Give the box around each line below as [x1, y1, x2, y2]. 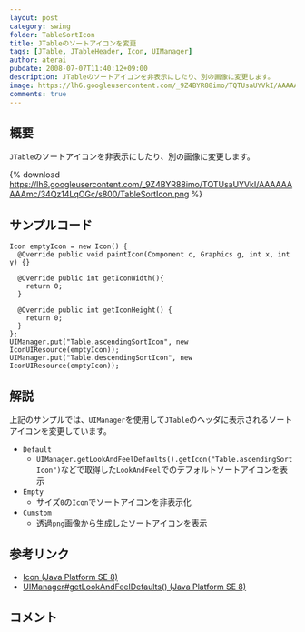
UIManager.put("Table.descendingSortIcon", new [9, 354, 193, 363]
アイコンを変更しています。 [9, 425, 112, 436]
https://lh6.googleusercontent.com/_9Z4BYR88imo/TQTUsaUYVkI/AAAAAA [9, 179, 293, 190]
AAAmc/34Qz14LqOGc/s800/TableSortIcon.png [9, 188, 190, 200]
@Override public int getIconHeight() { [17, 306, 172, 315]
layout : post [9, 13, 59, 23]
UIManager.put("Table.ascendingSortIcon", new [9, 337, 189, 346]
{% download [9, 169, 61, 180]
